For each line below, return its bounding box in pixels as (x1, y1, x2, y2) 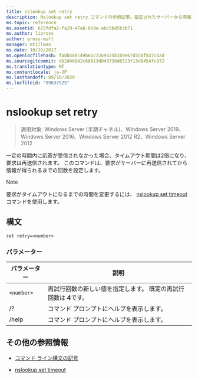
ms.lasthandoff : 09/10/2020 (6, 74, 75, 80)
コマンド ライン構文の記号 (14, 354, 78, 361)
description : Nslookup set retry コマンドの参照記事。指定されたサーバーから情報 (6, 14, 192, 20)
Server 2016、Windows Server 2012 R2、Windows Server (44, 133, 186, 140)
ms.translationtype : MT (6, 63, 65, 70)
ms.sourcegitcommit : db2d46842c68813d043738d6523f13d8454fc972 (6, 58, 165, 64)
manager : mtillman (6, 42, 51, 48)
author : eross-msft (6, 36, 54, 42)
